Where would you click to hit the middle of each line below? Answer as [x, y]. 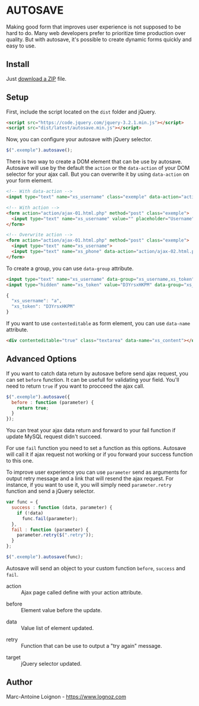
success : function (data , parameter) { [62, 508]
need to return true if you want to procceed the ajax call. [76, 386]
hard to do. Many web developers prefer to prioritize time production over [96, 33]
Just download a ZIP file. [36, 78]
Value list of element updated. [57, 628]
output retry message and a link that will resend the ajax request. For [90, 479]
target [13, 657]
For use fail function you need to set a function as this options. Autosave [96, 448]
